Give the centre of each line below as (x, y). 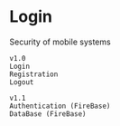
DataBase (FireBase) (48, 114)
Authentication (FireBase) (60, 106)
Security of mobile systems (60, 42)
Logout (22, 82)
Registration (34, 74)
